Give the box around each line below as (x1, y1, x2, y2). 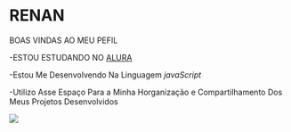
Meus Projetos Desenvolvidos (9, 95, 118, 107)
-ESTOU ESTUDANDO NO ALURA (9, 52, 133, 62)
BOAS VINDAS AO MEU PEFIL (9, 35, 118, 45)
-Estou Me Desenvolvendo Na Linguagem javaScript (9, 69, 202, 80)
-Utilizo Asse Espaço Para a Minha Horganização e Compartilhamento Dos (9, 87, 283, 97)
